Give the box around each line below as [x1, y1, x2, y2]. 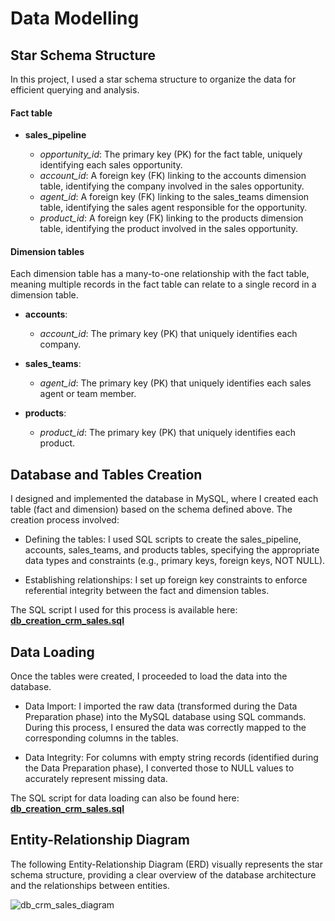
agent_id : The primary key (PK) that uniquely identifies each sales [39, 377, 312, 389]
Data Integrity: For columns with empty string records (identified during [24, 752, 319, 764]
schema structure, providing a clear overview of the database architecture [10, 868, 317, 881]
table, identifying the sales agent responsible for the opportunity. [39, 202, 308, 214]
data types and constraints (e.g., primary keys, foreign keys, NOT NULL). [24, 555, 326, 567]
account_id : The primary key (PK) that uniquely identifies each [39, 328, 298, 340]
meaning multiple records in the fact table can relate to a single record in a [10, 278, 317, 291]
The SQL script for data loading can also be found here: [10, 792, 240, 804]
